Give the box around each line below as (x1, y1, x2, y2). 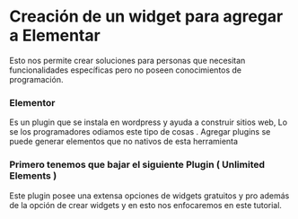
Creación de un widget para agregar (9, 6, 284, 27)
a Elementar (9, 25, 101, 46)
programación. (9, 74, 64, 84)
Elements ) (9, 170, 57, 182)
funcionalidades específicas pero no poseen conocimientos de (9, 65, 242, 75)
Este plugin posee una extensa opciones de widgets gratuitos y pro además (9, 190, 290, 201)
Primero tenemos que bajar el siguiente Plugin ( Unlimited (9, 159, 266, 171)
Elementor (9, 96, 56, 109)
